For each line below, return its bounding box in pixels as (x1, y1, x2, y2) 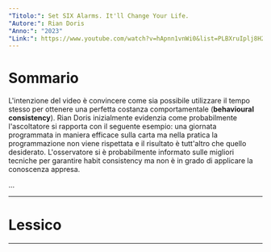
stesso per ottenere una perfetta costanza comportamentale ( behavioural (8, 104, 254, 114)
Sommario (8, 69, 79, 87)
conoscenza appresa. (8, 165, 81, 174)
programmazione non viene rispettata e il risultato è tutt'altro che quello (8, 139, 247, 149)
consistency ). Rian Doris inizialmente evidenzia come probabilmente (8, 113, 238, 123)
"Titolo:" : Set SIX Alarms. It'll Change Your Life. (8, 11, 190, 20)
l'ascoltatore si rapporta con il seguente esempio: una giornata (8, 122, 217, 132)
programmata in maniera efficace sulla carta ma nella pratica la (8, 130, 218, 140)
